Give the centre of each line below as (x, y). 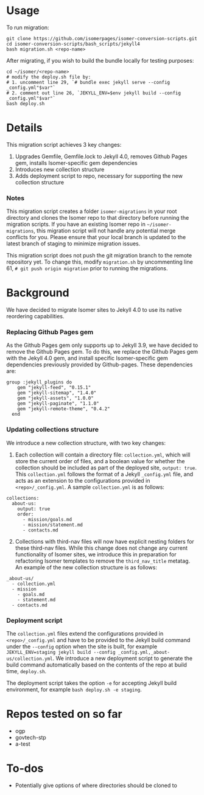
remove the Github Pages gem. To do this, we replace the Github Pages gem (102, 352)
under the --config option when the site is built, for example (82, 646)
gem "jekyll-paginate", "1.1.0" (58, 404)
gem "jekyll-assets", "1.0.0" (56, 398)
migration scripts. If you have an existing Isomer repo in (76, 224)
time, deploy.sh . (26, 671)
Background (38, 293)
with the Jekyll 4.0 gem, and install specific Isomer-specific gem (87, 358)
